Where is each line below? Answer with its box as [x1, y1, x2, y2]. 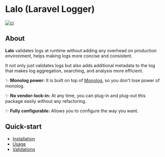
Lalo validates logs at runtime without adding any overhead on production [5, 47, 157, 53]
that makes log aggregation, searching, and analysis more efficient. [5, 68, 144, 74]
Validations [12, 146, 35, 152]
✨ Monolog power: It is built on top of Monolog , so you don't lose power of [5, 77, 160, 83]
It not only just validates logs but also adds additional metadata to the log [5, 62, 156, 68]
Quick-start [5, 123, 42, 131]
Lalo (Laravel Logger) [5, 3, 95, 15]
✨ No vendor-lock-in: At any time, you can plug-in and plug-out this [5, 92, 146, 98]
